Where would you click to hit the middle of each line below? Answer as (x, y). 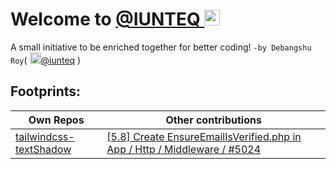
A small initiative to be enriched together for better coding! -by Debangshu (161, 47)
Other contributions (213, 120)
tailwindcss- (45, 136)
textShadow (43, 149)
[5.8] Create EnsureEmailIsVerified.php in (204, 136)
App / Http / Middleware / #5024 (184, 149)
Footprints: (46, 91)
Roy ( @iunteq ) (46, 60)
